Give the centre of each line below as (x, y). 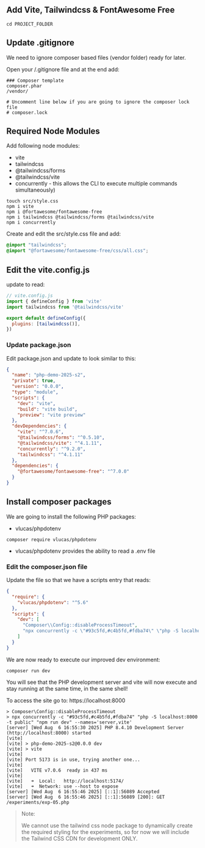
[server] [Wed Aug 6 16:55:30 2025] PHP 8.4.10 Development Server (95, 728)
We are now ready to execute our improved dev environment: (83, 659)
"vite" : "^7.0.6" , (41, 432)
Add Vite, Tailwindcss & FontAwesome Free (91, 10)
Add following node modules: (43, 146)
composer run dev (28, 670)
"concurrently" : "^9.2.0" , (52, 449)
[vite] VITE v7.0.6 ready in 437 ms (57, 770)
